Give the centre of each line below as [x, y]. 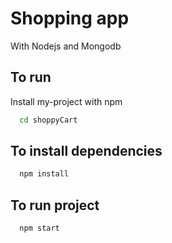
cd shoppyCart [48, 120]
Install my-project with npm [66, 101]
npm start [39, 228]
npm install [44, 174]
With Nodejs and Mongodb [66, 46]
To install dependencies [86, 151]
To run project [55, 205]
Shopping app [70, 18]
